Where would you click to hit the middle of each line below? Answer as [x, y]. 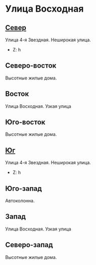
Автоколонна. [20, 201]
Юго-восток [25, 122]
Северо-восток [31, 66]
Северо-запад [29, 245]
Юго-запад [23, 188]
